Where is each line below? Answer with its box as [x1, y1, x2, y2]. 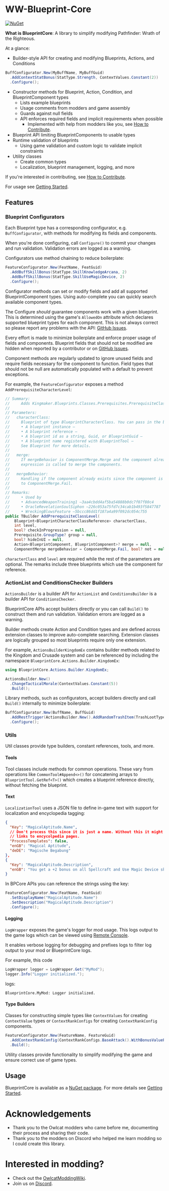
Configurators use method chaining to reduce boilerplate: [5, 255, 124, 261]
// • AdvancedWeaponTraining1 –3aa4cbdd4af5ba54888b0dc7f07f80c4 [5, 499, 154, 505]
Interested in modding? [5, 1159, 105, 1170]
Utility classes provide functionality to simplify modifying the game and [5, 1051, 152, 1058]
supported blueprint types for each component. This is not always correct [5, 319, 158, 326]
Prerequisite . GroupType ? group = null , [14, 532, 98, 538]
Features [5, 198, 34, 207]
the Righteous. [5, 35, 35, 41]
